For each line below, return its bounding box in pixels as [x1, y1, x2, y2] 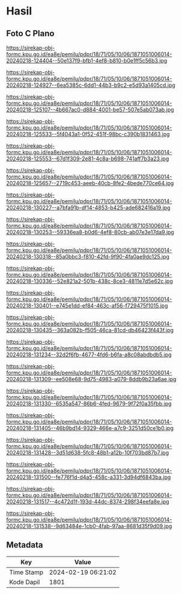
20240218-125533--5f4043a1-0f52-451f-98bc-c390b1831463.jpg [6, 131, 170, 137]
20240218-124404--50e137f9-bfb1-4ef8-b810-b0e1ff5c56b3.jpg [6, 57, 168, 64]
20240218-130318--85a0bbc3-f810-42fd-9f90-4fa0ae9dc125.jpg [6, 253, 170, 260]
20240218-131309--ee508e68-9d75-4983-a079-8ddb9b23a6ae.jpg [6, 376, 177, 382]
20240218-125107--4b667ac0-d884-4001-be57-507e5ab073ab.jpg [6, 106, 174, 113]
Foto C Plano [6, 28, 55, 39]
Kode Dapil [9, 578, 40, 586]
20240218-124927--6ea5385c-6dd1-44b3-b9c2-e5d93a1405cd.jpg [6, 81, 175, 89]
